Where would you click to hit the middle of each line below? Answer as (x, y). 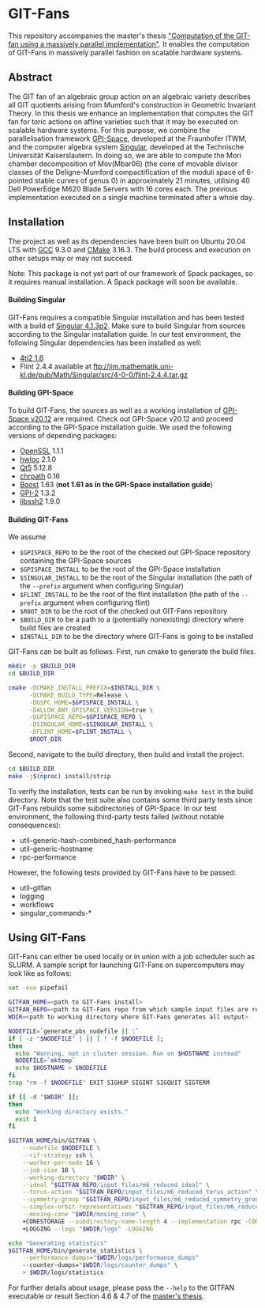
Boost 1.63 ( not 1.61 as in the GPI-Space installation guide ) (116, 484)
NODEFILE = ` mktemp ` (46, 1060)
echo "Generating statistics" (58, 1243)
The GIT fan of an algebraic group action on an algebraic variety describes (129, 96)
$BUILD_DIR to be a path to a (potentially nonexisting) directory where (132, 620)
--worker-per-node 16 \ (62, 1162)
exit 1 (26, 1119)
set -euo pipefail (38, 988)
